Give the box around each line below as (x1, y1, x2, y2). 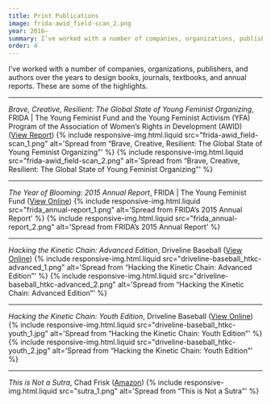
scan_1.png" (8, 139, 48, 149)
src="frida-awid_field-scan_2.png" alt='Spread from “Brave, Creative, (8, 156, 240, 166)
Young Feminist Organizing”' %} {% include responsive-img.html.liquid (8, 147, 244, 158)
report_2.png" (8, 222, 55, 232)
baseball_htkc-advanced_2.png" (8, 280, 117, 289)
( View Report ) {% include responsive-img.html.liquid (8, 130, 183, 140)
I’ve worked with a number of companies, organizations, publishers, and (8, 64, 248, 74)
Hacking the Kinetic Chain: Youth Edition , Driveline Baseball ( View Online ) (8, 312, 254, 322)
